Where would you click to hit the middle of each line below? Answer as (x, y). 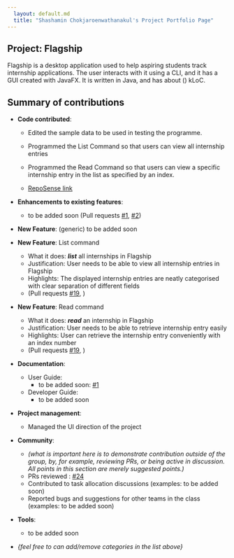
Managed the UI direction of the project (85, 427)
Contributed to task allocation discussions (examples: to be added (123, 484)
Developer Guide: (53, 392)
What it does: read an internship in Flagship (90, 321)
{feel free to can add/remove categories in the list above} (100, 547)
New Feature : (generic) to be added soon (77, 229)
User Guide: (45, 377)
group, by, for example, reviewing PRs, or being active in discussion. (126, 461)
